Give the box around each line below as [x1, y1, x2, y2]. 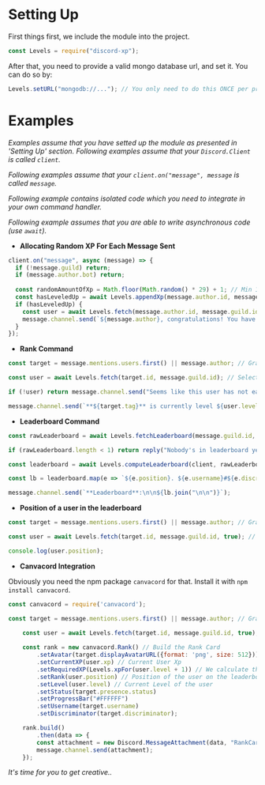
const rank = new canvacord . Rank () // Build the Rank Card [22, 643, 221, 651]
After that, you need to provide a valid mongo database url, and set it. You [8, 61, 248, 70]
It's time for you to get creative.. [8, 768, 113, 777]
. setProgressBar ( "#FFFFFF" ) [36, 695, 129, 703]
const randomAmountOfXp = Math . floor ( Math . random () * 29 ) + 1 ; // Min [15, 286, 252, 294]
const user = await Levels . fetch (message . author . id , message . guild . [22, 308, 252, 315]
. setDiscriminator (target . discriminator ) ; [36, 710, 178, 718]
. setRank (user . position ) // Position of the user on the [36, 673, 227, 681]
